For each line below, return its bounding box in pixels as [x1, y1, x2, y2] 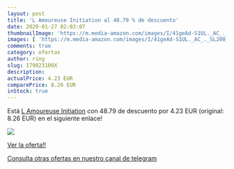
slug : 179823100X [7, 62, 58, 69]
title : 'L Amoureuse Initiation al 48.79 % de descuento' [7, 17, 179, 24]
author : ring [7, 56, 45, 63]
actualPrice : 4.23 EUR [7, 74, 73, 82]
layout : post [7, 10, 45, 17]
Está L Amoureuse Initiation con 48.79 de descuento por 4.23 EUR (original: [7, 107, 224, 115]
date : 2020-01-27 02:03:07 [7, 23, 86, 30]
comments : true [7, 42, 52, 49]
